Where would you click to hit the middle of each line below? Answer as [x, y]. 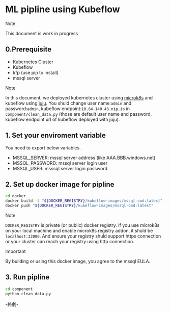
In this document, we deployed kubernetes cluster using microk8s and [79, 97]
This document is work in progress [42, 33]
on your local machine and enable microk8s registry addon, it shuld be [79, 231]
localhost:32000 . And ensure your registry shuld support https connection [83, 236]
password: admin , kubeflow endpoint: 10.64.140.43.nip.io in [68, 109]
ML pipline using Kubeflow [63, 9]
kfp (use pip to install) [35, 72]
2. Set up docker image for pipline [60, 184]
